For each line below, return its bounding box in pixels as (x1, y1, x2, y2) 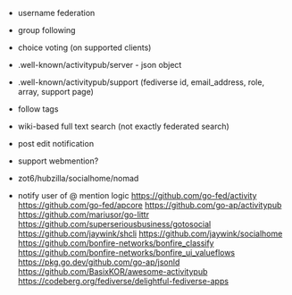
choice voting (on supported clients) (17, 42, 152, 53)
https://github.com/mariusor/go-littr (17, 209, 150, 220)
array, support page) (17, 87, 94, 97)
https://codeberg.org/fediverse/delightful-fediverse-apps (17, 276, 229, 286)
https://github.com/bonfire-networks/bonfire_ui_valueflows (17, 248, 236, 257)
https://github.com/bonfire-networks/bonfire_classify (17, 238, 214, 249)
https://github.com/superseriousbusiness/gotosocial (17, 219, 212, 229)
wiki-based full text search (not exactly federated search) (17, 121, 229, 131)
